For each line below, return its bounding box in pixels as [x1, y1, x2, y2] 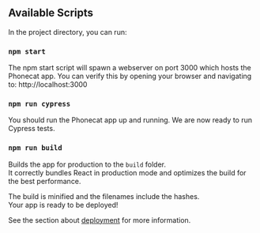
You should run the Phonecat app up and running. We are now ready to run [8, 115, 253, 125]
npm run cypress [8, 100, 71, 109]
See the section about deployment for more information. [8, 215, 191, 224]
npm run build [8, 144, 62, 152]
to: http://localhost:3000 [8, 80, 88, 89]
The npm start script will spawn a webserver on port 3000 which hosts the [8, 63, 251, 73]
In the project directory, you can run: [8, 27, 127, 36]
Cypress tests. [8, 124, 55, 133]
